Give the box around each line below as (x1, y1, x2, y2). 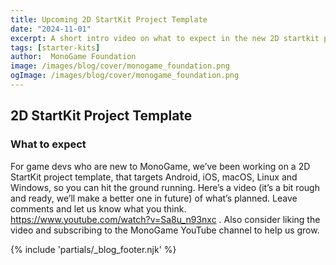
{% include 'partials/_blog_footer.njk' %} (10, 243, 177, 255)
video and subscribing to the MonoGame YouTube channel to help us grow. (10, 224, 320, 236)
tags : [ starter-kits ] (10, 42, 101, 53)
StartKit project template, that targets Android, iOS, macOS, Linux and (10, 171, 298, 183)
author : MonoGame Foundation (10, 52, 137, 62)
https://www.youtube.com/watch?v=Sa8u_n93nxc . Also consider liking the (10, 213, 321, 225)
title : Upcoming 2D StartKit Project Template (10, 14, 208, 25)
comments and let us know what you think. (10, 202, 187, 215)
